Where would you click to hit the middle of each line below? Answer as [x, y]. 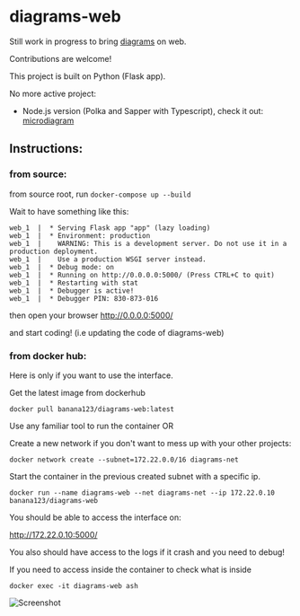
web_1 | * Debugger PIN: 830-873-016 [84, 298]
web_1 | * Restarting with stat [74, 283]
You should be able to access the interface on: [95, 517]
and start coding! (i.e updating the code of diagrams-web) [117, 332]
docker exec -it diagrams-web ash [74, 585]
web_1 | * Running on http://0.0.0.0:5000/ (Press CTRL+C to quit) [142, 275]
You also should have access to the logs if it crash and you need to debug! [147, 552]
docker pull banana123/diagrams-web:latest [92, 409]
